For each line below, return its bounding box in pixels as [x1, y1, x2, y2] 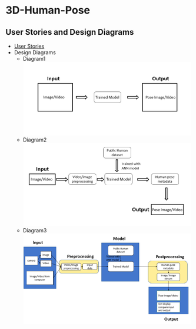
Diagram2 [22, 136, 47, 143]
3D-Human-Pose [5, 4, 91, 17]
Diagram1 [22, 55, 46, 62]
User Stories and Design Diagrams [5, 27, 134, 37]
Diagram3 [22, 227, 47, 234]
